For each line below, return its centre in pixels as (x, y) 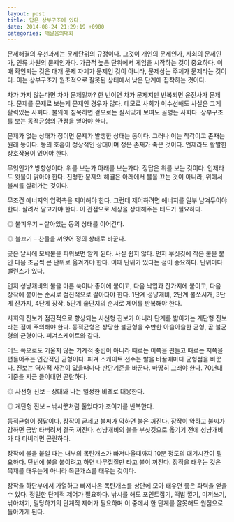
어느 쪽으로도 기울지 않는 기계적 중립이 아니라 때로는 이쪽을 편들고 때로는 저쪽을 (115, 350)
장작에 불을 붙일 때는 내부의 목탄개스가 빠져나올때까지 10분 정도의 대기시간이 (111, 454)
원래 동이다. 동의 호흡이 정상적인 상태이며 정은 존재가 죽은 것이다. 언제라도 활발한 (117, 144)
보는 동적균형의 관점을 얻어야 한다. (61, 121)
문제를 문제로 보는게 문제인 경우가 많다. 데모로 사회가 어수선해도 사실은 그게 (119, 104)
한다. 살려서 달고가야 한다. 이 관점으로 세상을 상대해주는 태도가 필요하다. (105, 209)
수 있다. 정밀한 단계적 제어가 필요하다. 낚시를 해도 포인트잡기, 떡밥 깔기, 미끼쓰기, (117, 494)
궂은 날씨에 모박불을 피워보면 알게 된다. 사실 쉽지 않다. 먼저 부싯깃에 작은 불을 (112, 254)
